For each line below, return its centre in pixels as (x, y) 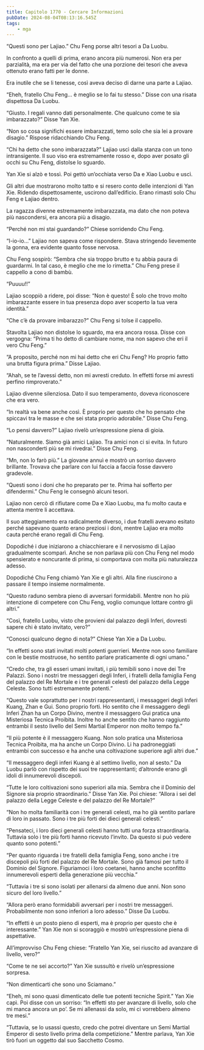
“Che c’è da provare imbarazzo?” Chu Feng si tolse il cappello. (84, 321)
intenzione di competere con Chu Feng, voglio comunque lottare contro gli (100, 602)
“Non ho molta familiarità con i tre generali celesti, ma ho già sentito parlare (101, 812)
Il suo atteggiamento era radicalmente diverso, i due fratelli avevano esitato (100, 522)
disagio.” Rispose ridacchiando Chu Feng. (59, 138)
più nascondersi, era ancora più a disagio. (59, 218)
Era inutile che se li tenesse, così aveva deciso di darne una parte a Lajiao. (100, 83)
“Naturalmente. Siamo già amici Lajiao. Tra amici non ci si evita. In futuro (97, 442)
